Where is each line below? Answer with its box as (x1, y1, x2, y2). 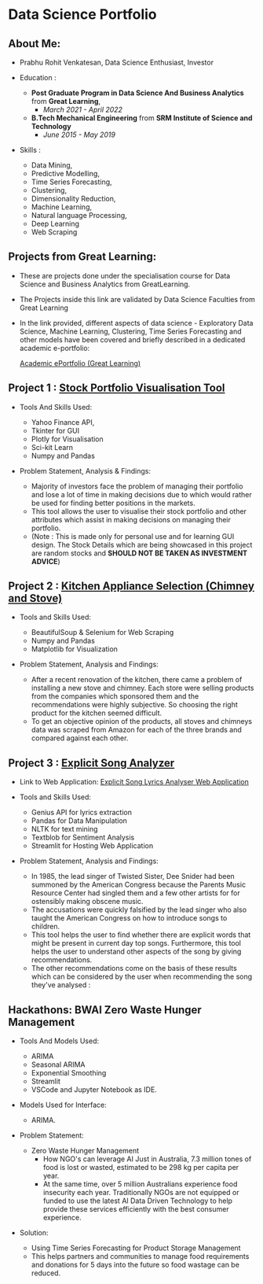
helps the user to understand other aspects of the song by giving (31, 946, 242, 957)
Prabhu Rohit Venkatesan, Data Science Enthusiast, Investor (19, 57, 214, 67)
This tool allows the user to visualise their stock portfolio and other (31, 506, 247, 516)
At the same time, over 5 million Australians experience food (42, 1179, 238, 1189)
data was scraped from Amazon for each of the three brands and (31, 725, 242, 735)
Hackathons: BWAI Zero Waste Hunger (8, 1003, 202, 1016)
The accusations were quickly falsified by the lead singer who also (31, 905, 247, 914)
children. (31, 922, 60, 932)
